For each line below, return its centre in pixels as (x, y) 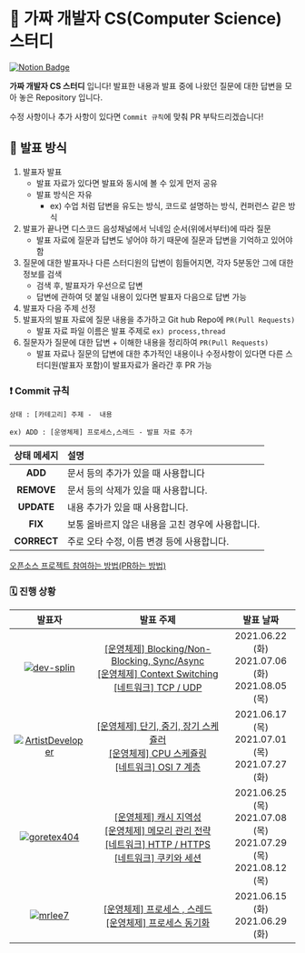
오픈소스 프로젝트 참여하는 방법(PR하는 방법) (88, 566)
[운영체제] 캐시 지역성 (157, 818)
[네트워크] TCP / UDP (157, 687)
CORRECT (36, 541)
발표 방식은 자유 (64, 194)
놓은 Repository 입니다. (61, 97)
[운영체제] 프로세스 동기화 (158, 923)
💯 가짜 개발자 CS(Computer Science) (146, 19)
